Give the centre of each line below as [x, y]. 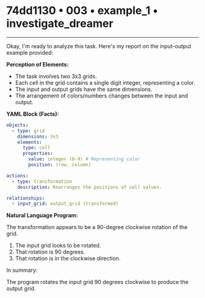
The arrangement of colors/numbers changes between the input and [101, 96]
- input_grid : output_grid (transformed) [65, 204]
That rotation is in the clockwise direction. [68, 258]
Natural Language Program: [42, 215]
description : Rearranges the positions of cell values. [90, 187]
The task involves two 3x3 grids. [56, 76]
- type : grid [28, 131]
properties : [38, 154]
